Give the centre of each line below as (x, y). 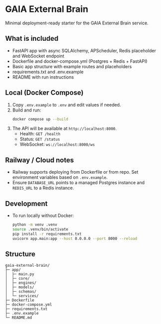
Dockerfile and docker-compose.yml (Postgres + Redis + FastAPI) (80, 61)
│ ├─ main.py (20, 274)
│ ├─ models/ (20, 287)
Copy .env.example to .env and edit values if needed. (67, 105)
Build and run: (27, 110)
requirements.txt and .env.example (48, 72)
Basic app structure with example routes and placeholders (72, 66)
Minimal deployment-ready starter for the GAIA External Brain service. (77, 23)
